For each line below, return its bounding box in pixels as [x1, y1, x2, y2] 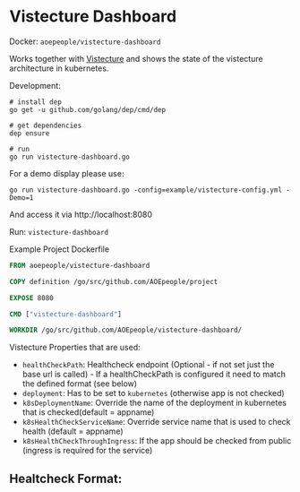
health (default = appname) [21, 426, 124, 436]
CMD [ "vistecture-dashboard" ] [9, 309, 123, 319]
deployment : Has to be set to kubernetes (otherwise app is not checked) [21, 388, 285, 399]
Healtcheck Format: [9, 470, 123, 486]
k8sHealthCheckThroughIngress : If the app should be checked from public [21, 436, 292, 446]
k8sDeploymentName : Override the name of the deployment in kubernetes [21, 397, 287, 409]
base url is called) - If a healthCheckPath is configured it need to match [21, 369, 287, 380]
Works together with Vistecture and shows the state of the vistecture [9, 53, 263, 64]
